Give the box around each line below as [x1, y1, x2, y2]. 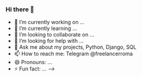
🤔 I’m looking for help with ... [14, 38, 84, 45]
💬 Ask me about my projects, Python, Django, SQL [14, 43, 137, 51]
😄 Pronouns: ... [14, 59, 53, 66]
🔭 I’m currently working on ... [14, 19, 85, 26]
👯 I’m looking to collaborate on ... [14, 31, 95, 38]
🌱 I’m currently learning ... [14, 25, 78, 32]
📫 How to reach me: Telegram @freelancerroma [14, 50, 133, 58]
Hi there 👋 [5, 5, 35, 14]
